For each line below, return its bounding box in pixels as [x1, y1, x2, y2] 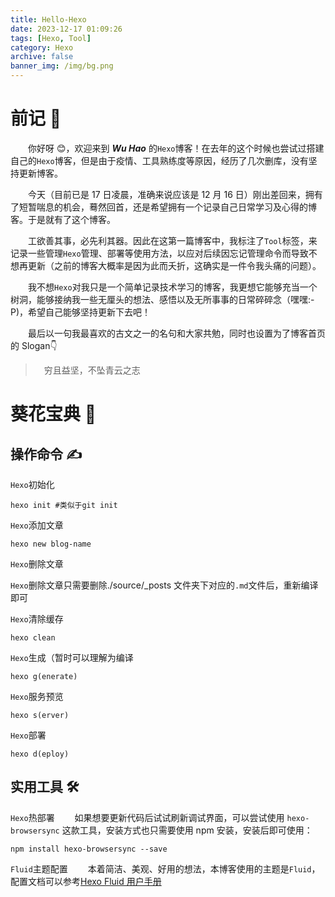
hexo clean [10, 632, 56, 643]
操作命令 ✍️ [10, 446, 83, 463]
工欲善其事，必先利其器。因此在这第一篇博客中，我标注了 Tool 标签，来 [28, 234, 318, 246]
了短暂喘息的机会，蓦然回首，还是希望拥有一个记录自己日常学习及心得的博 [10, 201, 317, 213]
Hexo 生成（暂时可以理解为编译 [10, 651, 134, 663]
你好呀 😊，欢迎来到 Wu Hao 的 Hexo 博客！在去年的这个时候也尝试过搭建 [28, 142, 325, 154]
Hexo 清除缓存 [10, 612, 64, 625]
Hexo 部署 [10, 729, 47, 741]
